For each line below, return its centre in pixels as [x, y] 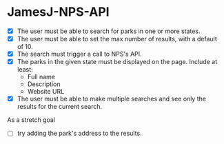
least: [25, 70]
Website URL [46, 92]
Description [44, 84]
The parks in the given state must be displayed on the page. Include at [117, 62]
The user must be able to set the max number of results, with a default [117, 39]
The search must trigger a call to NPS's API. [80, 54]
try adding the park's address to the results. [80, 133]
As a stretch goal [31, 120]
